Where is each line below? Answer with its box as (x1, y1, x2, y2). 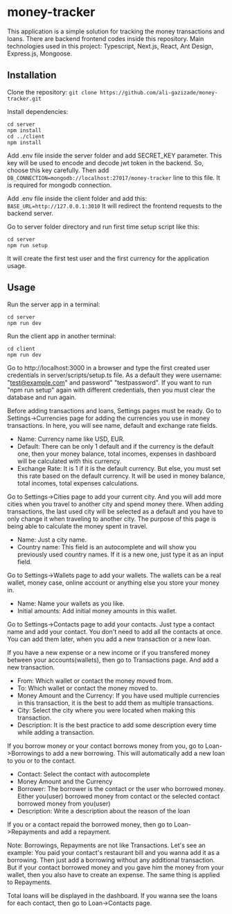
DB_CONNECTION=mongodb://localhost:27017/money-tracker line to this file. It (7, 173, 220, 181)
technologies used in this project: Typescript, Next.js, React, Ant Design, (7, 42, 214, 50)
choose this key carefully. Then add (7, 166, 109, 174)
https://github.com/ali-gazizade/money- (100, 89, 218, 96)
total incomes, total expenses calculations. (17, 479, 139, 487)
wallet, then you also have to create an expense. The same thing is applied (7, 870, 220, 879)
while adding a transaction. (17, 728, 95, 736)
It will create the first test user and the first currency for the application (7, 254, 209, 263)
